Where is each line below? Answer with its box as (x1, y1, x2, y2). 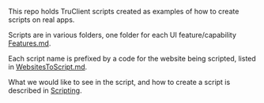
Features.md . (8, 39, 51, 48)
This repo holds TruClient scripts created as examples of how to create (8, 7, 239, 16)
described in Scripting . (8, 86, 82, 95)
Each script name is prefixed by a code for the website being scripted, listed (8, 54, 257, 63)
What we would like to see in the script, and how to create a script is (8, 78, 231, 86)
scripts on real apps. (8, 15, 75, 24)
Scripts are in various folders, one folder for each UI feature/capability (8, 31, 237, 39)
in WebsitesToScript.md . (8, 62, 88, 72)
